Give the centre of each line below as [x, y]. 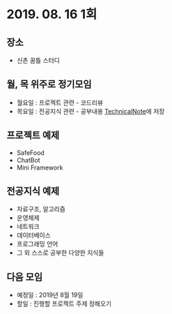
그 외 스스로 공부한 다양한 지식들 [60, 253]
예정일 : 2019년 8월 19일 [50, 295]
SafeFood [30, 152]
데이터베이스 [34, 235]
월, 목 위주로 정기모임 [49, 84]
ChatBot [28, 160]
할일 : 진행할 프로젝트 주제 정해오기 [64, 304]
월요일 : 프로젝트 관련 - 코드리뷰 [60, 103]
